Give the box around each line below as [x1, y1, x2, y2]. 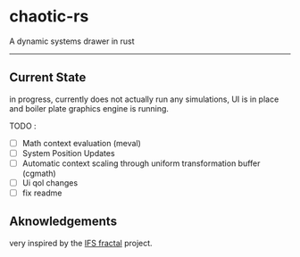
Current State [9, 70, 87, 86]
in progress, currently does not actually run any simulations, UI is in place [9, 94, 279, 104]
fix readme [21, 187, 62, 198]
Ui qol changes [21, 177, 79, 188]
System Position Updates [21, 147, 115, 158]
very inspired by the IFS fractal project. [9, 237, 154, 248]
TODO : [9, 120, 37, 131]
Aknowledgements [9, 214, 118, 229]
